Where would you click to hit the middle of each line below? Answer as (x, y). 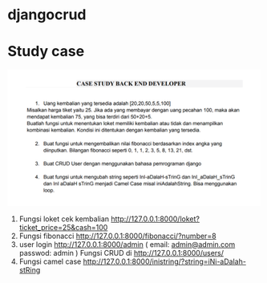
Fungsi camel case (50, 261)
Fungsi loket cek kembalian (64, 219)
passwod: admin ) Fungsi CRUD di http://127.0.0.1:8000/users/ (121, 253)
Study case (46, 52)
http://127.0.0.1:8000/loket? (155, 219)
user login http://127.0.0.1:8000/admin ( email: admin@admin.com (127, 244)
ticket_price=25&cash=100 (63, 227)
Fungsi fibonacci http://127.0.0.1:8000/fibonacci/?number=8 (118, 236)
